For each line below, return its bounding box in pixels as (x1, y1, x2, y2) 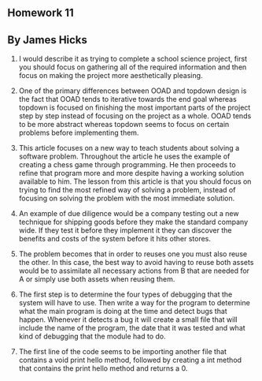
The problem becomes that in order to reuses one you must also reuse (18, 249, 248, 259)
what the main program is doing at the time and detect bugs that (18, 307, 227, 316)
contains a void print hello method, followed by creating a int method (18, 355, 242, 365)
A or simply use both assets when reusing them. (18, 275, 175, 284)
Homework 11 (7, 6, 74, 20)
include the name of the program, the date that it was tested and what (18, 323, 245, 333)
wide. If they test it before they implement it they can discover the (18, 226, 232, 235)
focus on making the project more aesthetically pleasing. (18, 71, 203, 80)
